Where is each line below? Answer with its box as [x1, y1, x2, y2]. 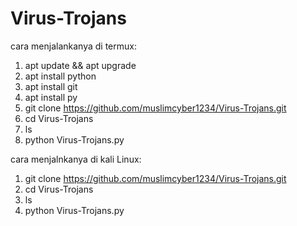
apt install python [24, 70, 97, 82]
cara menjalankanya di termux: [10, 40, 137, 52]
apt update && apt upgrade [24, 59, 137, 71]
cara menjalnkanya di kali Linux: [10, 153, 142, 165]
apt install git [24, 80, 78, 92]
